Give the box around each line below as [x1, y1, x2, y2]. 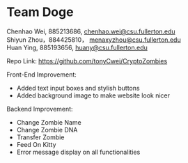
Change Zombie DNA [16, 125, 78, 134]
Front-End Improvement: [6, 70, 77, 79]
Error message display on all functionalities [16, 148, 141, 156]
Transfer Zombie [16, 133, 65, 141]
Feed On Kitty [16, 140, 56, 148]
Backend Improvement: [6, 104, 74, 113]
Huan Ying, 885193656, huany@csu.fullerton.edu [6, 43, 148, 52]
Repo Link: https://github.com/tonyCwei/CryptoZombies [6, 56, 168, 65]
